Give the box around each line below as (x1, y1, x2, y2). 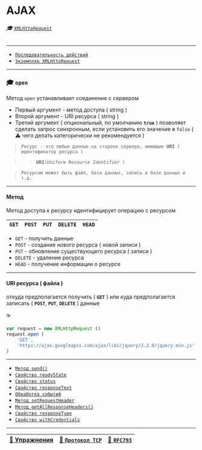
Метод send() (14, 366, 48, 372)
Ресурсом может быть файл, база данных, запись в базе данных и (20, 170, 186, 176)
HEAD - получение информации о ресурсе (14, 260, 121, 267)
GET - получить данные (14, 235, 74, 242)
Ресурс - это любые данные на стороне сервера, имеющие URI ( (20, 143, 180, 150)
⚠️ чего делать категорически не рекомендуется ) (14, 132, 145, 139)
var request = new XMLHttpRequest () (6, 326, 101, 332)
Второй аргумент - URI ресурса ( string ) (14, 112, 119, 119)
